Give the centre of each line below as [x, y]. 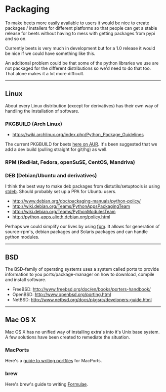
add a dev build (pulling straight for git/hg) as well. [56, 149]
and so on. [16, 39]
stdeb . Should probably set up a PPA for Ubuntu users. [61, 192]
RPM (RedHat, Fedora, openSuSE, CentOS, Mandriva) [70, 162]
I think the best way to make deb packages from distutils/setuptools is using [83, 186]
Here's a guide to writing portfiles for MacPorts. [54, 361]
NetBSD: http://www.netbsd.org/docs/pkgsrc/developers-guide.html [82, 300]
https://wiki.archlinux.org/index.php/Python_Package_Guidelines [78, 135]
